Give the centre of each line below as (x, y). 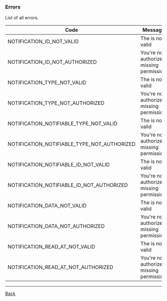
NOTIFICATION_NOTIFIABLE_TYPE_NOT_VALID (63, 124)
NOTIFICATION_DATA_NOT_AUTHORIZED (56, 226)
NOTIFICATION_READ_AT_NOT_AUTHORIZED (60, 267)
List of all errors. (22, 18)
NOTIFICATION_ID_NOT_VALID (43, 42)
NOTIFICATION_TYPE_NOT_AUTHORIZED (56, 103)
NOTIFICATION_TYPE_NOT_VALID (47, 83)
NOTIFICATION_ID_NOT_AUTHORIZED (52, 62)
